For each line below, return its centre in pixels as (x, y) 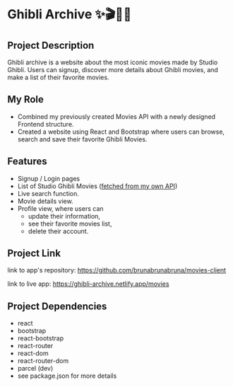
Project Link (34, 254)
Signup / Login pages (49, 178)
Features (27, 162)
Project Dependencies (57, 306)
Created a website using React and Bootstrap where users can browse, (121, 132)
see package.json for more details (67, 376)
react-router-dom (43, 361)
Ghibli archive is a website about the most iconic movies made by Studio (113, 62)
